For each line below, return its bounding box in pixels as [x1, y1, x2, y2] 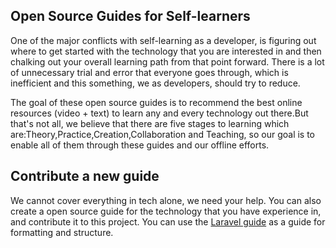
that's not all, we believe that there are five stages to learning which [10, 117, 290, 129]
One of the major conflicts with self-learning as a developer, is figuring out [10, 34, 317, 46]
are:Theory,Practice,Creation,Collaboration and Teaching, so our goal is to [10, 128, 316, 140]
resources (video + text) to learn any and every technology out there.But [10, 107, 309, 119]
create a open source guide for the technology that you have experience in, [10, 205, 322, 217]
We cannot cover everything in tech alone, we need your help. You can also [10, 194, 322, 206]
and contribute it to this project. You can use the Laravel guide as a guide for [10, 215, 326, 228]
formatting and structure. [10, 226, 114, 238]
